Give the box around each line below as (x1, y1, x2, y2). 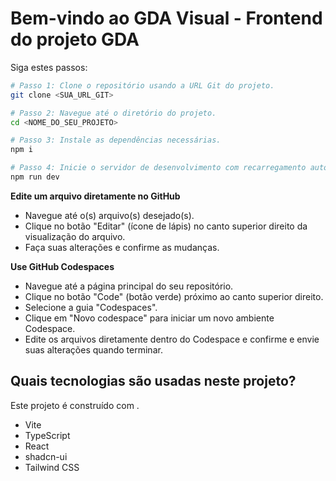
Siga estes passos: (10, 61, 88, 73)
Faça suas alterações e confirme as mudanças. (24, 241, 220, 253)
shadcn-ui (24, 450, 68, 462)
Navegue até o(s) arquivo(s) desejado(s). (24, 209, 195, 221)
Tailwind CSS (24, 461, 80, 473)
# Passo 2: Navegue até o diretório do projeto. (10, 108, 217, 118)
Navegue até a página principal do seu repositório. (24, 280, 234, 292)
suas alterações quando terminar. (24, 343, 163, 356)
